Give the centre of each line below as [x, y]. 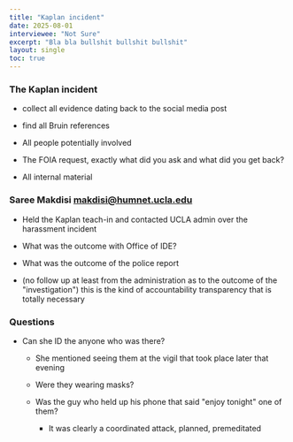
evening [50, 367]
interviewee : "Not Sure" [55, 34]
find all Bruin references [66, 126]
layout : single [37, 50]
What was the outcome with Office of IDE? [99, 246]
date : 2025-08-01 [41, 26]
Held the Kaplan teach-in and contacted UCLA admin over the [135, 219]
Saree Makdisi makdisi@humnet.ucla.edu [101, 200]
